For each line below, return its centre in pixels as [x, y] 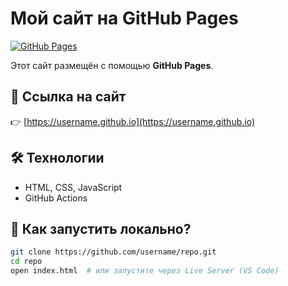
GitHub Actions [56, 198]
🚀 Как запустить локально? [101, 228]
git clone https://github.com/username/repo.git [113, 252]
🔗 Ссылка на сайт [68, 97]
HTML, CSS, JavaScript [73, 187]
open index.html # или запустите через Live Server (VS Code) [145, 271]
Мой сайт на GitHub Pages [124, 18]
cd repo [26, 262]
